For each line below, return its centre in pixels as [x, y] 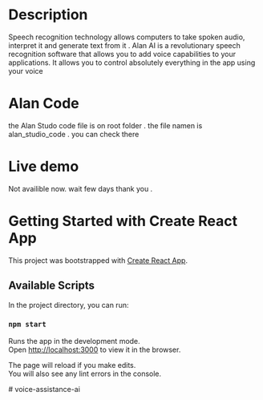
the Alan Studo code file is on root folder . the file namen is [105, 125]
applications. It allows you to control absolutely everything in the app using [132, 63]
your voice [26, 71]
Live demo [44, 167]
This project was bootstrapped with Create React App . [98, 260]
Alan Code [44, 104]
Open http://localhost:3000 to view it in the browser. [95, 349]
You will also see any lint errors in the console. [85, 374]
